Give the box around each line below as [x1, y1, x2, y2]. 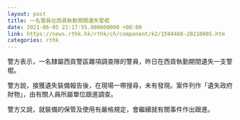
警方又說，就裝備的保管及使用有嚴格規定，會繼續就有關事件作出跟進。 [7, 105, 214, 114]
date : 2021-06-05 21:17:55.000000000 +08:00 [7, 23, 142, 31]
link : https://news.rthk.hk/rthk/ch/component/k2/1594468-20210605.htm [7, 30, 225, 38]
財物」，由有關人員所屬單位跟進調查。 [7, 90, 117, 99]
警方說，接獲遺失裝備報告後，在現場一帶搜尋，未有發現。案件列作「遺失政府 [7, 81, 233, 89]
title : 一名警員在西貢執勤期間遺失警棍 [7, 17, 110, 24]
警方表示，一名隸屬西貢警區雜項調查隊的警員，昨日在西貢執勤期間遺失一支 [7, 58, 226, 66]
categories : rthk [7, 37, 59, 44]
